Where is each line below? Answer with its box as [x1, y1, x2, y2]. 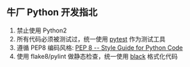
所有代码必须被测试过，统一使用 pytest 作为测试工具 [16, 35, 166, 43]
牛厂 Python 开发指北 [6, 6, 98, 19]
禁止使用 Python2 [16, 26, 67, 35]
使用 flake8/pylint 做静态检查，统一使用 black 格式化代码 [16, 52, 178, 60]
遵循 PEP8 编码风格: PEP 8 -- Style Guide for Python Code [16, 44, 183, 52]
